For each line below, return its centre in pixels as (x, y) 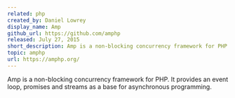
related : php (26, 14)
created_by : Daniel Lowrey (47, 20)
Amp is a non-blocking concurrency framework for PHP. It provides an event (118, 79)
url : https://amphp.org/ (43, 59)
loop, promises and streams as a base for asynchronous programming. (109, 86)
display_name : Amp (34, 27)
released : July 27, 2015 (43, 40)
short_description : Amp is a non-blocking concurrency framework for (111, 46)
